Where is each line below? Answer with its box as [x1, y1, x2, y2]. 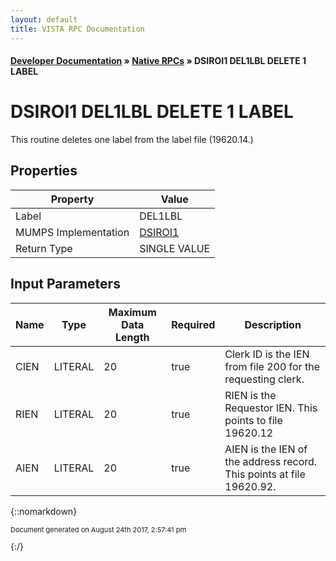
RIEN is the [224, 388, 277, 402]
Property [50, 192, 95, 206]
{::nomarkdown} [10, 505, 78, 517]
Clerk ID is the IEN [224, 347, 310, 361]
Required [171, 317, 216, 331]
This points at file [224, 467, 306, 481]
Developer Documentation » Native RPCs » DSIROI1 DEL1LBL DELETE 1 [10, 55, 307, 67]
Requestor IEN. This [224, 401, 318, 415]
